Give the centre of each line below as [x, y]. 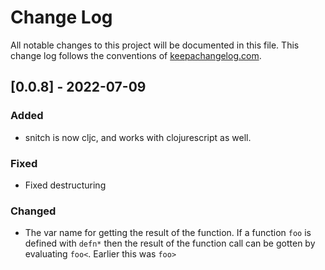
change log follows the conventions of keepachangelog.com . [136, 55]
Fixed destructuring [65, 185]
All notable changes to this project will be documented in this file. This [155, 45]
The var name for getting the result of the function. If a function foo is [168, 233]
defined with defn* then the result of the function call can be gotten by [170, 243]
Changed [33, 211]
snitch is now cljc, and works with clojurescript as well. [138, 137]
